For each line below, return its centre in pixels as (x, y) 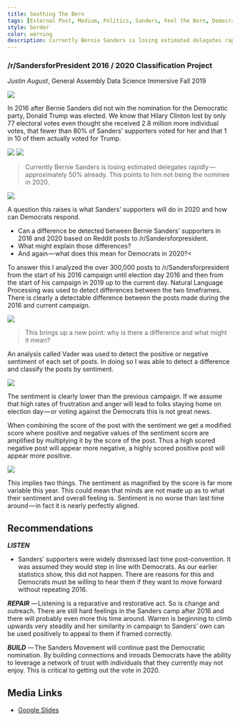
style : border (29, 27)
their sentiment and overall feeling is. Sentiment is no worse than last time (116, 498)
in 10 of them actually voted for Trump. (64, 138)
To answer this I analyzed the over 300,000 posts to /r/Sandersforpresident (119, 268)
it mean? (37, 341)
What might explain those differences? (74, 246)
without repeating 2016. (52, 590)
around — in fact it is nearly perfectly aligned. (73, 506)
